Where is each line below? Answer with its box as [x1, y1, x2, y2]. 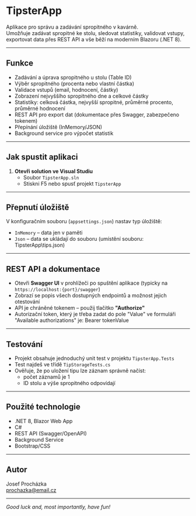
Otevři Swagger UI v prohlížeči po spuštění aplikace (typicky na [14, 279, 168, 287]
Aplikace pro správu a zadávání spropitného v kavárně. [6, 23, 139, 30]
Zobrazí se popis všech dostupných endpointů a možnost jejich [14, 292, 167, 299]
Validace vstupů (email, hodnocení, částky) [14, 86, 118, 93]
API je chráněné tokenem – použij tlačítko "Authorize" [14, 304, 145, 311]
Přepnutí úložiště [6, 202, 69, 212]
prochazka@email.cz [6, 486, 57, 493]
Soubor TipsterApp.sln [23, 174, 79, 181]
